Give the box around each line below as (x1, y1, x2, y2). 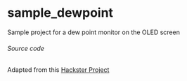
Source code (7, 44, 44, 52)
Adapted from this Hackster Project (7, 66, 110, 74)
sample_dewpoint (7, 5, 114, 21)
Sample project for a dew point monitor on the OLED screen (7, 28, 181, 36)
